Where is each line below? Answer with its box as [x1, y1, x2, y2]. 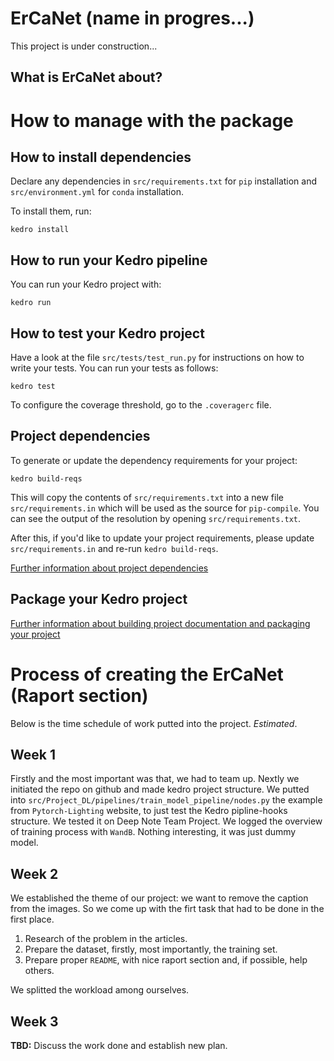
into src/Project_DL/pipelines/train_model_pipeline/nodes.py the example [10, 794, 323, 806]
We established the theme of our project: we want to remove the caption [10, 892, 309, 904]
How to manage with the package [10, 109, 294, 132]
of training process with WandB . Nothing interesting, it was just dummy [10, 826, 297, 838]
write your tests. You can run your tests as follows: [10, 362, 219, 374]
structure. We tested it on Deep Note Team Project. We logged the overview [10, 815, 323, 827]
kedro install [10, 225, 70, 235]
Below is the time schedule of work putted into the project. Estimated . [10, 717, 298, 729]
